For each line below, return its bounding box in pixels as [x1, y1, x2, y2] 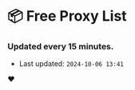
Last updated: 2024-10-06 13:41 [18, 59, 125, 68]
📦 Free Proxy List [7, 7, 127, 25]
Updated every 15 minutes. [7, 41, 114, 53]
